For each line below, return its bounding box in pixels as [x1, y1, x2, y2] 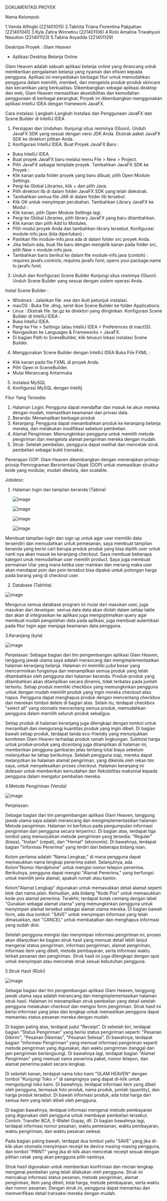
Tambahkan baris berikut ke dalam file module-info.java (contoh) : [12, 252, 148, 258]
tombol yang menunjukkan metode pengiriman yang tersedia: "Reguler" [5, 833, 153, 839]
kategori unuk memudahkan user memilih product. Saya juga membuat [5, 556, 151, 562]
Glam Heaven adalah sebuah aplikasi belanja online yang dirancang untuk [5, 64, 157, 69]
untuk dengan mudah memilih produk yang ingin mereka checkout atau [5, 689, 152, 695]
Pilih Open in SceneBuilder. [12, 365, 68, 370]
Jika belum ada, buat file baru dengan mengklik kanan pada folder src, [12, 241, 158, 247]
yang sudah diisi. [5, 922, 40, 928]
